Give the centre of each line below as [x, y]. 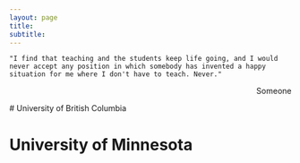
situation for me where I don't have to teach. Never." [116, 74]
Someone [274, 91]
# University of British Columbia [68, 108]
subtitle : [28, 34]
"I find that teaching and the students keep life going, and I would [144, 59]
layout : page [34, 17]
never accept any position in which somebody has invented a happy [138, 67]
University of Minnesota [101, 145]
